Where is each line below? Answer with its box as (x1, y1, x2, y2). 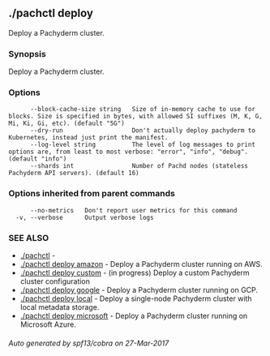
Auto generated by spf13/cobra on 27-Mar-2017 (8, 338, 169, 348)
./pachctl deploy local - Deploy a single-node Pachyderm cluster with (19, 294, 253, 303)
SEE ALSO (8, 232, 49, 243)
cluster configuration (19, 277, 91, 286)
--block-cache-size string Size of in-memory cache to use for (29, 105, 255, 114)
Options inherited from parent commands (8, 188, 176, 199)
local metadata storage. (19, 302, 100, 311)
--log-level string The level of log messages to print (29, 141, 255, 149)
